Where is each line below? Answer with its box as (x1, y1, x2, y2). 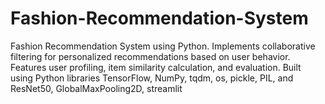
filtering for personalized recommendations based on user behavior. (10, 50, 291, 62)
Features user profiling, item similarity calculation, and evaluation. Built (10, 61, 302, 73)
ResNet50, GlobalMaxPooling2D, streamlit (10, 82, 183, 94)
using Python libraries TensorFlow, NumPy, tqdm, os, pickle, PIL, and (10, 72, 294, 84)
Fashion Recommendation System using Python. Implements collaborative (10, 40, 316, 52)
